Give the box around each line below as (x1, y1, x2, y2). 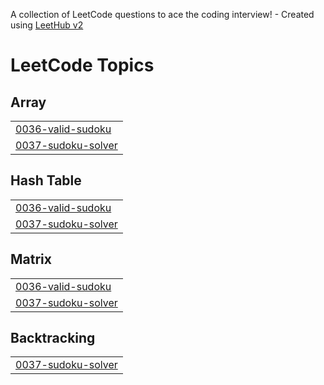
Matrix (10, 251, 52, 268)
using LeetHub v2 (10, 19, 84, 31)
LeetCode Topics (10, 54, 155, 77)
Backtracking (10, 330, 96, 347)
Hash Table (10, 172, 82, 189)
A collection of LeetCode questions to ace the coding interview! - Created (10, 9, 315, 20)
